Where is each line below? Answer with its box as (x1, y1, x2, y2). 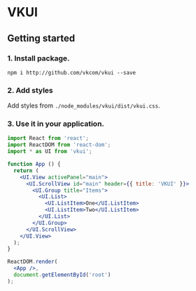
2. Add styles (7, 85, 54, 95)
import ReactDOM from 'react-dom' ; (7, 141, 111, 148)
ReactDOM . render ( (7, 258, 58, 266)
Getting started (7, 32, 76, 44)
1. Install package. (7, 53, 70, 63)
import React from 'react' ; (7, 135, 90, 142)
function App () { (7, 161, 61, 168)
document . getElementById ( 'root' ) (13, 271, 111, 278)
